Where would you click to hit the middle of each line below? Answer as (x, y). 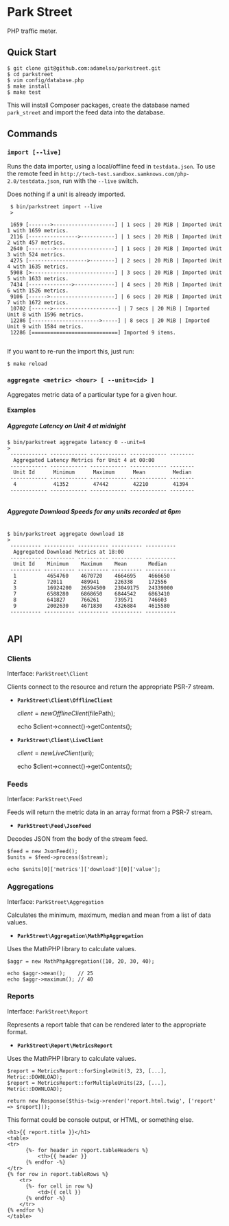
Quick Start (32, 52)
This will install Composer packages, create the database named (98, 105)
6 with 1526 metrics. (38, 291)
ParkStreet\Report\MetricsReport (65, 1046)
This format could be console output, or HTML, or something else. (100, 1119)
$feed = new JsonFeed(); (43, 851)
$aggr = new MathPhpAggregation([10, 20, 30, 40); (81, 961)
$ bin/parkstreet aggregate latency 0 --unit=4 (76, 443)
